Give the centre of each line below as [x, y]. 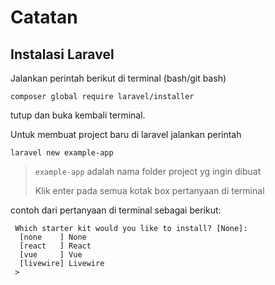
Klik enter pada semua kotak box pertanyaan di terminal [149, 190]
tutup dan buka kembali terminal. [78, 115]
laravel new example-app [62, 153]
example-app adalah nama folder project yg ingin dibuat [148, 171]
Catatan [44, 17]
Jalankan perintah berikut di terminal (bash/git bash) [118, 78]
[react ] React [55, 246]
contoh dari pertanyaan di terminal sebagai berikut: [116, 210]
